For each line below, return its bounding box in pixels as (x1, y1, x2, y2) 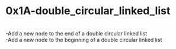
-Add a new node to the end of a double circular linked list (5, 30, 148, 37)
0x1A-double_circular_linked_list (5, 4, 171, 18)
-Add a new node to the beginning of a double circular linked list (5, 36, 162, 43)
